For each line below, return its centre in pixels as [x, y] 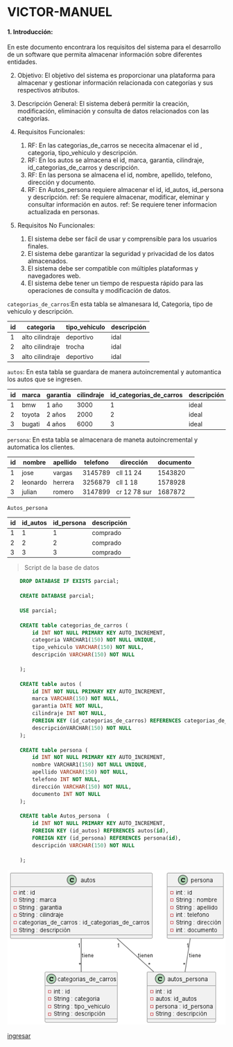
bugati [31, 424]
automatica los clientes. [41, 447]
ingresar [19, 1036]
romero [63, 492]
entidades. [22, 62]
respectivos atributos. [48, 90]
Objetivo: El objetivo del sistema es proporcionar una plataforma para [116, 75]
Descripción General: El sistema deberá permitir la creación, [103, 104]
